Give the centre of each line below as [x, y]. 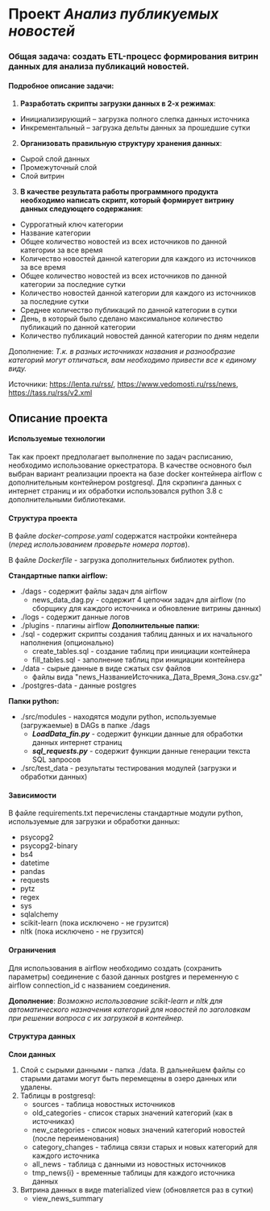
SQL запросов [56, 759]
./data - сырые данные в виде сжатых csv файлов [106, 668]
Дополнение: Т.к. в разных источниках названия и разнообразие [122, 352]
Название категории [55, 233]
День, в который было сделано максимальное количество [121, 318]
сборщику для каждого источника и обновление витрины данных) [147, 609]
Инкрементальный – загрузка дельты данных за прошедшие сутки [135, 128]
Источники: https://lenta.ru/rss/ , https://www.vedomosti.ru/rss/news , [124, 385]
